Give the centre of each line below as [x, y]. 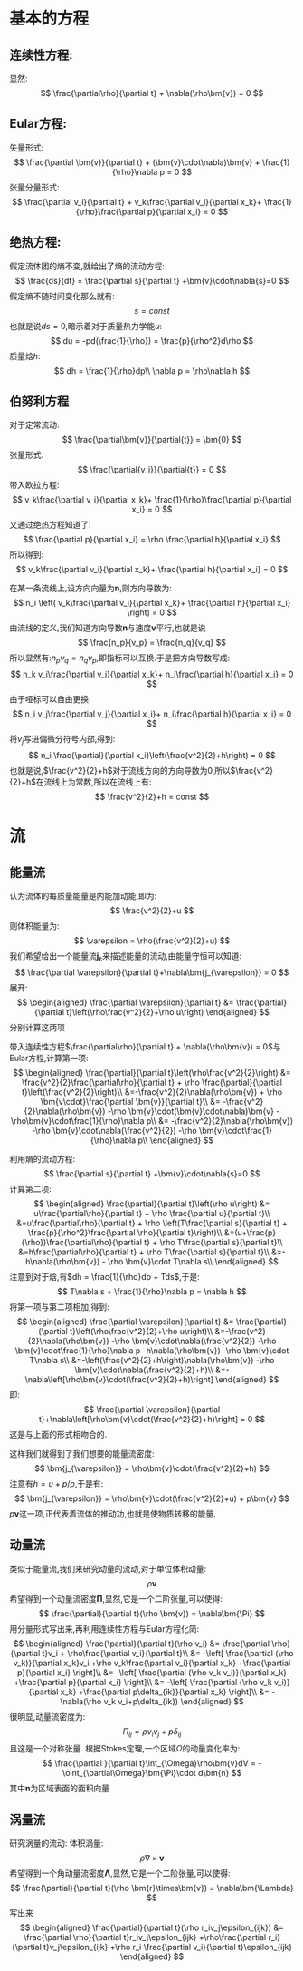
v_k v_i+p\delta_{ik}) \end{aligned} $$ [174, 1701]
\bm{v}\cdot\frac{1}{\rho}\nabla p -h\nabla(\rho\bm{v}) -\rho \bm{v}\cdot [152, 1350]
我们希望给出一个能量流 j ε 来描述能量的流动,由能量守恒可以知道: [126, 957]
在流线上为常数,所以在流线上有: [94, 782]
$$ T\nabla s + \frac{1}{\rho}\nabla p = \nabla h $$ [152, 1291]
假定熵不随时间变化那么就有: [62, 296]
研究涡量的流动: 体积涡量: [57, 1843]
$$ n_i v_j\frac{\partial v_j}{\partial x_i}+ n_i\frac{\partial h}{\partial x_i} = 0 [152, 714]
